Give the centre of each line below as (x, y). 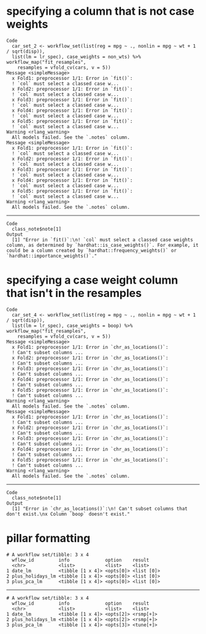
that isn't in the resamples (74, 293)
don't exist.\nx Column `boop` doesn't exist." (68, 514)
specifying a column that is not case (101, 11)
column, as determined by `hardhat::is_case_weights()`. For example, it (103, 245)
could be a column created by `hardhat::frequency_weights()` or (91, 250)
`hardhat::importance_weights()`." (52, 256)
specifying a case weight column (92, 280)
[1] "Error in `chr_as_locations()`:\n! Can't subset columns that (100, 508)
